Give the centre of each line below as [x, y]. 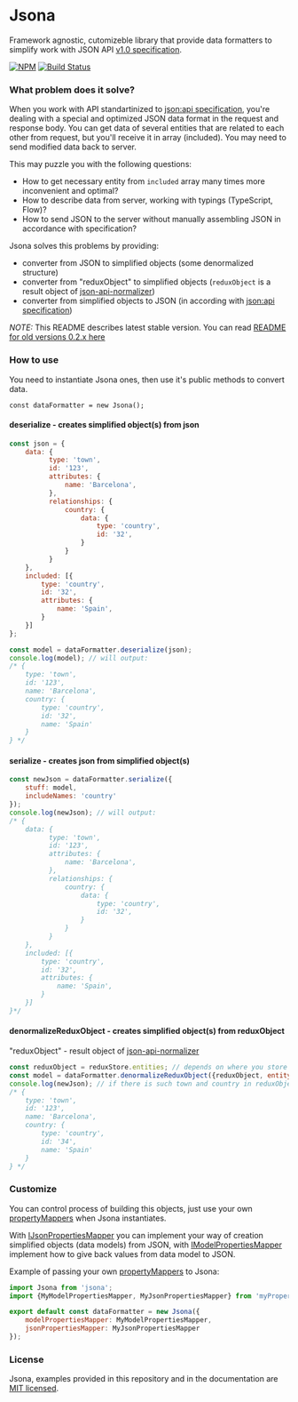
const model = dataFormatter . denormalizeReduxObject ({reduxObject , [137, 1075]
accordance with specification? [79, 228]
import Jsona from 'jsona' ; [61, 1287]
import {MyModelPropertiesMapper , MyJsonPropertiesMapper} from [130, 1296]
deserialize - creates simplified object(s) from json [104, 425]
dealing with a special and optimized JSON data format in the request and [144, 119]
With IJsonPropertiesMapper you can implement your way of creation [137, 1235]
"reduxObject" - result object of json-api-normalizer [104, 1051]
